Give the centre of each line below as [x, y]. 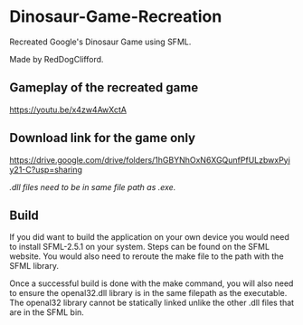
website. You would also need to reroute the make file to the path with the [147, 256]
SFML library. [34, 266]
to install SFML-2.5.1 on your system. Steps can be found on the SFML [139, 247]
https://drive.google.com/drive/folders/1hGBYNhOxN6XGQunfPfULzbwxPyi [150, 159]
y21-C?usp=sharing [46, 169]
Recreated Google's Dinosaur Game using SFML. [100, 42]
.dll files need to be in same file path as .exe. [93, 186]
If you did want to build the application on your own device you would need [149, 237]
